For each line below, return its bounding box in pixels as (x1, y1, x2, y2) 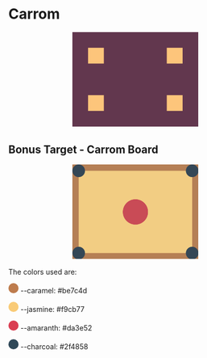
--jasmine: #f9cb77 (19, 305, 85, 314)
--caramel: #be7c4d (19, 286, 88, 296)
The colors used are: (8, 267, 77, 277)
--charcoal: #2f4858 (19, 342, 89, 352)
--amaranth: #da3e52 (19, 323, 93, 333)
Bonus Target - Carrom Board (8, 142, 159, 156)
